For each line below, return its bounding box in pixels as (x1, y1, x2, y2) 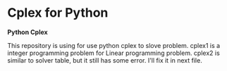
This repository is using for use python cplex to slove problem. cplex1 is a (7, 41, 221, 49)
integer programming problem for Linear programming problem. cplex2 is (7, 49, 220, 57)
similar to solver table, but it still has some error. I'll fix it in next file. (7, 56, 202, 64)
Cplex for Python (7, 5, 109, 21)
